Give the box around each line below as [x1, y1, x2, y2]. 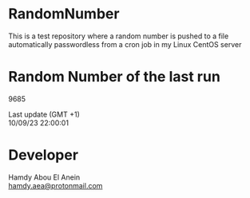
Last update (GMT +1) [8, 109, 80, 119]
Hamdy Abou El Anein [8, 172, 81, 182]
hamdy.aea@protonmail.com [8, 180, 103, 190]
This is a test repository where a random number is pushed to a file [8, 31, 229, 41]
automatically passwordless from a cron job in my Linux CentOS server [8, 39, 242, 49]
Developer [8, 146, 78, 164]
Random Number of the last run [8, 68, 221, 86]
